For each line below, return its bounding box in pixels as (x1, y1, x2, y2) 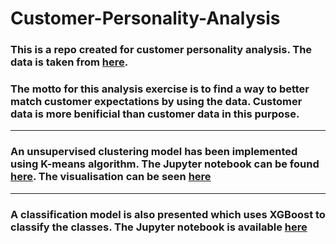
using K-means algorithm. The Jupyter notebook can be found (10, 157, 320, 171)
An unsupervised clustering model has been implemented (10, 145, 298, 159)
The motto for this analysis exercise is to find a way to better (10, 82, 310, 96)
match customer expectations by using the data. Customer (10, 95, 303, 109)
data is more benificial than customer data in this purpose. (10, 107, 300, 121)
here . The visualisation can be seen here (10, 170, 212, 184)
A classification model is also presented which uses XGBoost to (10, 207, 326, 221)
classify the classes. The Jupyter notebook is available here (10, 220, 308, 234)
